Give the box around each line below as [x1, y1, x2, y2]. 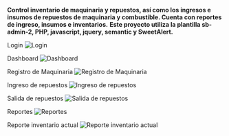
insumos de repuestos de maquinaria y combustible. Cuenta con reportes [7, 13, 222, 21]
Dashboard [7, 54, 39, 63]
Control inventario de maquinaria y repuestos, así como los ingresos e [7, 6, 211, 14]
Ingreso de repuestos [7, 81, 68, 89]
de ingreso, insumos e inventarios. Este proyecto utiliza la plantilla [7, 21, 201, 28]
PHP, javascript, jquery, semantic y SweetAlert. [34, 27, 173, 36]
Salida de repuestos [7, 94, 64, 102]
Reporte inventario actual [7, 121, 79, 129]
